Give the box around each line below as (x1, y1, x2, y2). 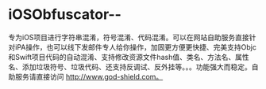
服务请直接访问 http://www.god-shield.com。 (14, 72, 164, 81)
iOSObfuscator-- (8, 6, 121, 24)
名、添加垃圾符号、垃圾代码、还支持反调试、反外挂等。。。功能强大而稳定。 (8, 61, 252, 72)
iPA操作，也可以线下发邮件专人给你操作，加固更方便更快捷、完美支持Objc (14, 42, 256, 52)
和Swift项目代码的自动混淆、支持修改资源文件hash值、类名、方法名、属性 (8, 52, 249, 61)
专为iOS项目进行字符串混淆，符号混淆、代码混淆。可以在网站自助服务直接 (8, 32, 250, 42)
